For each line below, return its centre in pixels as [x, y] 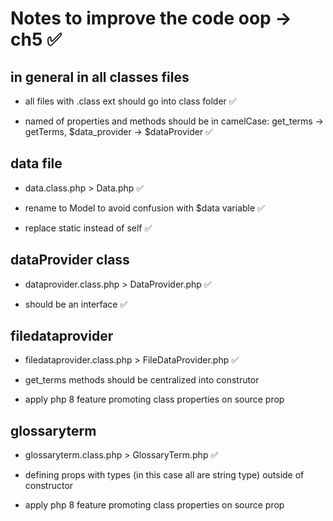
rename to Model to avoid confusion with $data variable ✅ [144, 208]
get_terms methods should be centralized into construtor [142, 380]
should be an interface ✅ [76, 304]
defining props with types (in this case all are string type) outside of [164, 475]
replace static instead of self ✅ [88, 228]
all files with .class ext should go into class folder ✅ [130, 101]
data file [36, 163]
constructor [49, 486]
